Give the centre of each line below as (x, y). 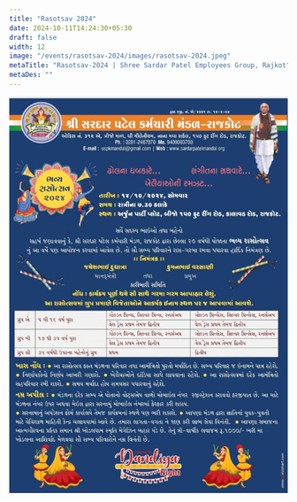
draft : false (33, 37)
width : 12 (27, 47)
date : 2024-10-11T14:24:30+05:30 (71, 28)
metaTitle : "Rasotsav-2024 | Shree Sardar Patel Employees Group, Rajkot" (150, 66)
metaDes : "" (31, 75)
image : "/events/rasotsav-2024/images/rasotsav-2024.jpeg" (120, 56)
